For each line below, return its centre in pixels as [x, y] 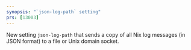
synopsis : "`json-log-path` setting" [54, 12]
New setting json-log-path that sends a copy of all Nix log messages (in [96, 34]
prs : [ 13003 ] [23, 17]
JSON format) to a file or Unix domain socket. [63, 41]
